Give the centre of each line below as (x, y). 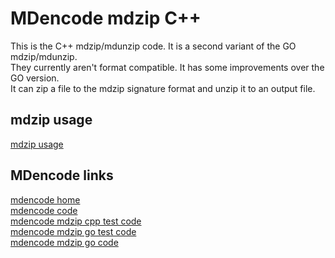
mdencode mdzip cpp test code (76, 221)
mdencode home (45, 199)
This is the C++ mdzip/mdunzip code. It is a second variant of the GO (153, 46)
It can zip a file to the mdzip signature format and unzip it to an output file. (163, 88)
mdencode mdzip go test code (73, 231)
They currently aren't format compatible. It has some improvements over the (167, 67)
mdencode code (44, 210)
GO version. (35, 78)
